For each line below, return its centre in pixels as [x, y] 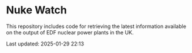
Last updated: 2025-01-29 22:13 [45, 44]
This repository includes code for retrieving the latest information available [96, 26]
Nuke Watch [37, 10]
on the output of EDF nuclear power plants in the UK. [70, 32]
